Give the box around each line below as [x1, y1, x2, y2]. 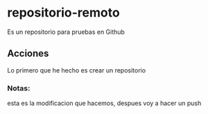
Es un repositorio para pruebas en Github [7, 28, 125, 36]
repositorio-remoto [7, 5, 120, 21]
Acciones [7, 48, 49, 59]
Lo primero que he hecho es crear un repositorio [7, 66, 146, 74]
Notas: [7, 83, 31, 93]
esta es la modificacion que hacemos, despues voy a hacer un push [7, 99, 202, 108]
